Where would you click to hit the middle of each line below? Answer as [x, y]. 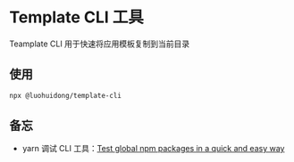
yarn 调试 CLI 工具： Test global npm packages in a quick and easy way [153, 149]
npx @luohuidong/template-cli [66, 95]
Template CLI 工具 [77, 17]
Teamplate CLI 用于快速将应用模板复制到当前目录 [100, 44]
